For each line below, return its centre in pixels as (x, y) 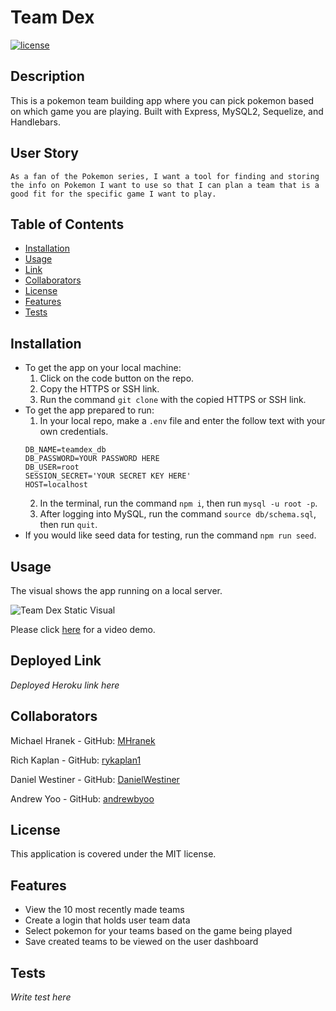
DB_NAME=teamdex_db (65, 450)
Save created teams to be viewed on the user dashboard (141, 942)
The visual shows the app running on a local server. (116, 590)
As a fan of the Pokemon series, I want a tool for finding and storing (165, 176)
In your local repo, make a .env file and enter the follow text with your (182, 421)
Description (47, 76)
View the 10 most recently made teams (104, 910)
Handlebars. (35, 122)
